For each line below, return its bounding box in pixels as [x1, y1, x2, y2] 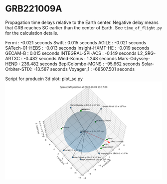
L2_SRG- [137, 50, 156, 56]
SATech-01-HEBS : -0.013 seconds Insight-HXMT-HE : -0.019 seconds [5, 45, 150, 51]
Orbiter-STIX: [5, 66, 33, 72]
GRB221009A [5, 3, 62, 14]
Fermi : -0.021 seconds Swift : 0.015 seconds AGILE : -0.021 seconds [5, 39, 147, 45]
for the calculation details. [5, 30, 59, 36]
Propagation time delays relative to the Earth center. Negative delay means [5, 19, 159, 25]
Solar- [141, 61, 155, 67]
